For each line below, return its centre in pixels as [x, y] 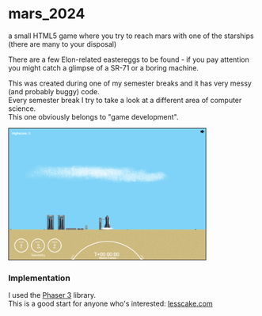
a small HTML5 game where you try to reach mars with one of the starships [131, 36]
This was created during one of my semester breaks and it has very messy [130, 83]
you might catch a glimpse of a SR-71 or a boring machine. [104, 67]
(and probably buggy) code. [54, 91]
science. [22, 109]
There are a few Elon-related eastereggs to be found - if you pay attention [129, 59]
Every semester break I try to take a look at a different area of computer [125, 100]
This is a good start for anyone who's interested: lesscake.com [111, 304]
